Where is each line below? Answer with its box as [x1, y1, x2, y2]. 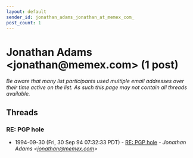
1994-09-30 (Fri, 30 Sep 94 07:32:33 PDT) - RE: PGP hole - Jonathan [14, 139, 186, 146]
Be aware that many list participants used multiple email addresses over [6, 78, 185, 85]
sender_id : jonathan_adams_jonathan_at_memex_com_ [6, 14, 135, 20]
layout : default [6, 8, 46, 15]
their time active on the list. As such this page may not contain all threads [6, 84, 188, 91]
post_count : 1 [6, 20, 42, 26]
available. [6, 90, 31, 97]
